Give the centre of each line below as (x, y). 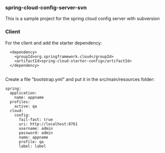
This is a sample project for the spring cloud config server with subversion (82, 19)
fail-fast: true (36, 120)
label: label (32, 146)
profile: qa (31, 142)
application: (23, 93)
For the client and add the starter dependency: (54, 43)
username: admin (36, 128)
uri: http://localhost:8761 (48, 124)
